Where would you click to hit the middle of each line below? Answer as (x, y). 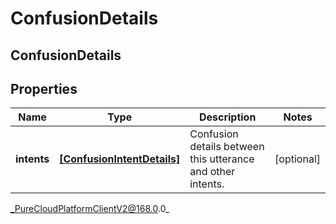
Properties (44, 88)
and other (212, 172)
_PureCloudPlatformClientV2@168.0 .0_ (90, 209)
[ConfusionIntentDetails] (120, 159)
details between (227, 147)
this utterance (222, 159)
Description (227, 117)
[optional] (297, 159)
